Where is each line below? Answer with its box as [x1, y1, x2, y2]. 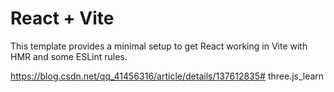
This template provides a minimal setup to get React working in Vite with [10, 40, 308, 52]
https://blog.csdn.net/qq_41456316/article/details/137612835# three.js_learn [10, 70, 325, 82]
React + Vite [10, 7, 115, 30]
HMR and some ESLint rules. [10, 50, 128, 62]
